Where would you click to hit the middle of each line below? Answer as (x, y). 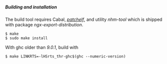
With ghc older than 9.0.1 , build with (42, 47)
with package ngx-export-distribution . (44, 24)
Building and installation (31, 7)
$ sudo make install (27, 38)
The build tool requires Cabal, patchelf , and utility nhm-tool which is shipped (84, 19)
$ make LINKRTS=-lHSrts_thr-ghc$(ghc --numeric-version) (66, 56)
